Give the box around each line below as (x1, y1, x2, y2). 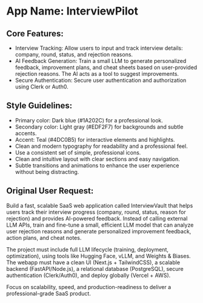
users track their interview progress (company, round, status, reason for (6, 208, 186, 216)
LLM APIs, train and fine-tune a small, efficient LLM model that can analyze (6, 221, 194, 228)
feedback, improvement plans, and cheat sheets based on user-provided (15, 64, 198, 71)
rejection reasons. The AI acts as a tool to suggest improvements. (15, 70, 179, 77)
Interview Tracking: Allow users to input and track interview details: (15, 44, 183, 52)
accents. (15, 129, 37, 137)
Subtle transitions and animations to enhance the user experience (15, 162, 180, 169)
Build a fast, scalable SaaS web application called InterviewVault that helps (6, 202, 193, 209)
